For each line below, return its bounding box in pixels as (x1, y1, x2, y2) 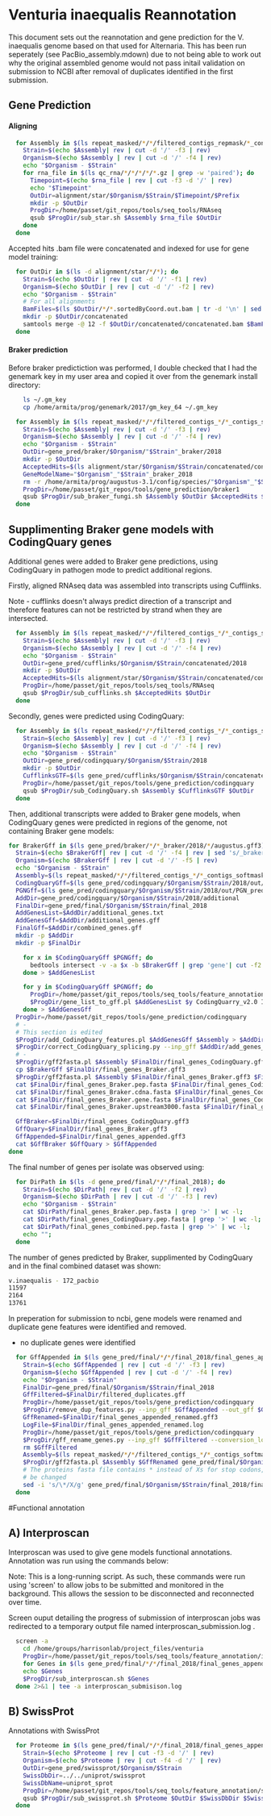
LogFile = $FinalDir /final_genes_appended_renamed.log (23, 1421, 204, 1429)
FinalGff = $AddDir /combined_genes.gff (15, 924, 143, 932)
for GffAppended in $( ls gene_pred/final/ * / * (15, 1353, 172, 1362)
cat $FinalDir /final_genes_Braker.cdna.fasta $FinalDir (15, 1088, 207, 1096)
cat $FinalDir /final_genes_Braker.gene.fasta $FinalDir (15, 1095, 207, 1104)
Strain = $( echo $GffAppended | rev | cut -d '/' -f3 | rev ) (23, 1360, 226, 1368)
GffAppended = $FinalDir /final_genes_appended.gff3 (15, 1133, 186, 1141)
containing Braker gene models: (8, 826, 115, 835)
